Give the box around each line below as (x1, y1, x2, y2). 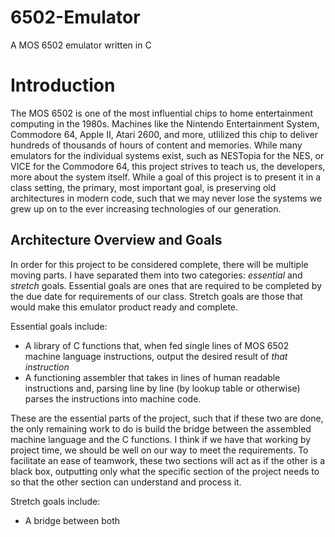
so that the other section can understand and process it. (10, 476, 242, 488)
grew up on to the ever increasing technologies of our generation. (10, 202, 282, 215)
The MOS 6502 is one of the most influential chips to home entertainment (10, 107, 313, 119)
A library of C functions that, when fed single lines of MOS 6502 (24, 339, 290, 351)
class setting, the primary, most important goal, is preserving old (10, 181, 277, 193)
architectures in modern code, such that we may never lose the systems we (10, 192, 323, 204)
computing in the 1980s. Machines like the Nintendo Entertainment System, (10, 117, 320, 130)
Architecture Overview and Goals (10, 232, 223, 249)
